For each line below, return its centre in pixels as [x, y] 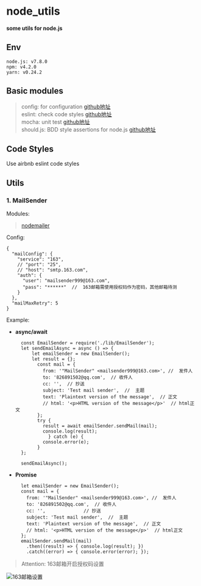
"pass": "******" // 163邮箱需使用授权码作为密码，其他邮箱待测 [100, 287]
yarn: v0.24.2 [24, 72]
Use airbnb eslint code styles [43, 164]
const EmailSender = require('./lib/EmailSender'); [88, 343]
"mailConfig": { [32, 254]
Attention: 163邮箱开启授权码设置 [63, 564]
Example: [18, 320]
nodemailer [35, 226]
